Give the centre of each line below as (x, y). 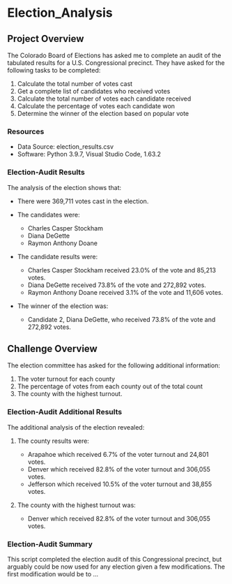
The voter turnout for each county (66, 379)
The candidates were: (48, 214)
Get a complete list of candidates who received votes (94, 91)
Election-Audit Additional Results (65, 412)
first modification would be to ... (53, 574)
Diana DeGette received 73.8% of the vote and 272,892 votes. (117, 285)
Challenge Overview (52, 348)
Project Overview (46, 39)
